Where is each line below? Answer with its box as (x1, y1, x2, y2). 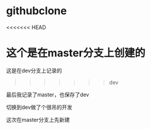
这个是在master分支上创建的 (6, 46, 146, 60)
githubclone (6, 4, 67, 18)
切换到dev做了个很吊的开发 (6, 104, 73, 111)
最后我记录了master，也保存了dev (6, 91, 89, 98)
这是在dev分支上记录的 (6, 67, 62, 74)
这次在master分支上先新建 (6, 116, 70, 123)
